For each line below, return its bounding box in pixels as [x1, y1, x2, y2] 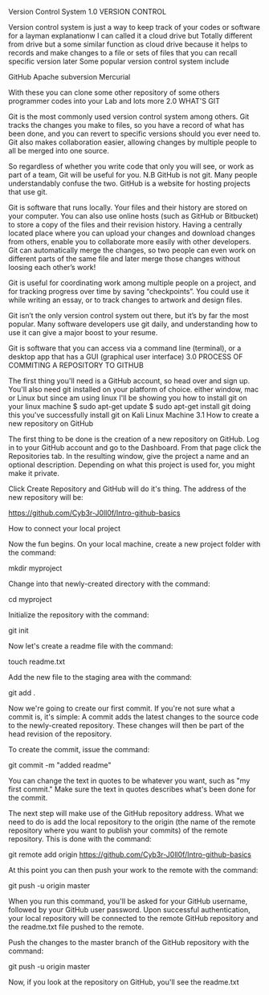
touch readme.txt [8, 657, 66, 666]
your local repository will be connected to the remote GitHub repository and [8, 914, 259, 923]
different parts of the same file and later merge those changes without [8, 254, 241, 264]
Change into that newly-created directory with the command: [8, 579, 210, 588]
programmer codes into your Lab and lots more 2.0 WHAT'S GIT [8, 96, 221, 105]
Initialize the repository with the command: [8, 610, 149, 620]
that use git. [8, 187, 48, 196]
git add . [8, 688, 36, 698]
